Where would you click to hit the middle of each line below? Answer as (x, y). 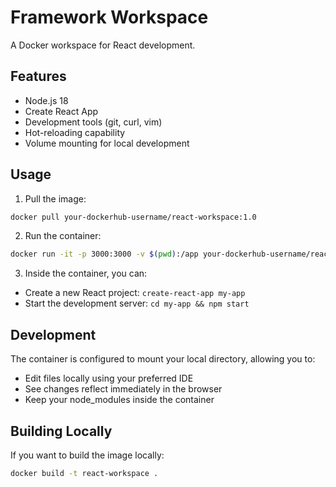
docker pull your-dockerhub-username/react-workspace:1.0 (133, 217)
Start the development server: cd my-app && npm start (137, 303)
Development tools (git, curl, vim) (93, 122)
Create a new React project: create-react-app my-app (135, 293)
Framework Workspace (109, 17)
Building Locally (61, 431)
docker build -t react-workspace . (84, 473)
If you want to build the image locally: (87, 455)
